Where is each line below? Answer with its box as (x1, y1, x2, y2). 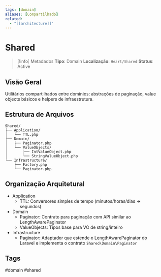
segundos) (19, 203, 42, 209)
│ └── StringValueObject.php (5, 154, 78, 158)
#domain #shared (5, 267, 41, 273)
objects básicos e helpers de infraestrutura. (5, 96, 94, 102)
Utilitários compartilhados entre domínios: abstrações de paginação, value (5, 91, 156, 96)
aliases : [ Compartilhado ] (5, 12, 58, 17)
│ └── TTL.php (5, 132, 38, 137)
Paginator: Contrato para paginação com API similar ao (19, 214, 131, 219)
